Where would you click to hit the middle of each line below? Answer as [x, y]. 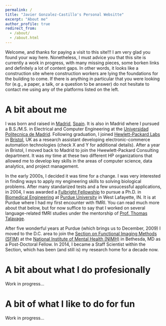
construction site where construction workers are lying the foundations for [82, 73]
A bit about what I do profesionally [78, 270]
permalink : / [19, 10]
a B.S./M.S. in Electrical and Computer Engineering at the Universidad [77, 129]
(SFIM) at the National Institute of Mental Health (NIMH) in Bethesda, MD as [83, 239]
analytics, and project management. [42, 166]
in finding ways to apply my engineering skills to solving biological [73, 181]
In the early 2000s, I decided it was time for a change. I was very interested [83, 176]
